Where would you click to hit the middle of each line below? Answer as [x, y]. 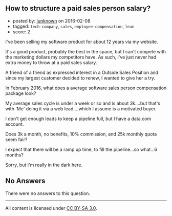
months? [15, 155]
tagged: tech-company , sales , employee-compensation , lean [73, 26]
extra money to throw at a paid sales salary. [51, 62]
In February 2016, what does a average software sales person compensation [86, 88]
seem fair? [16, 139]
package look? [21, 93]
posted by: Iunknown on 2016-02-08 [51, 21]
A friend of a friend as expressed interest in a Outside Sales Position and [82, 72]
